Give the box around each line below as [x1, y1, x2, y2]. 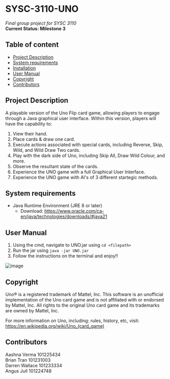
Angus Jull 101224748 [5, 368, 52, 374]
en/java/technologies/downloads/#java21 [20, 213, 108, 220]
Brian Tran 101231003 [5, 357, 51, 363]
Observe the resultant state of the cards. [12, 163, 99, 169]
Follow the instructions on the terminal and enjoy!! [12, 253, 118, 259]
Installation [12, 65, 36, 71]
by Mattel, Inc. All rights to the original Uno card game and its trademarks [5, 302, 160, 308]
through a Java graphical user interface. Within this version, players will [5, 115, 156, 121]
